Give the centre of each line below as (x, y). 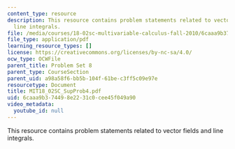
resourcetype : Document (42, 85)
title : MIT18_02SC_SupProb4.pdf (54, 91)
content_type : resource (42, 14)
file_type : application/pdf (48, 40)
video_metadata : (31, 104)
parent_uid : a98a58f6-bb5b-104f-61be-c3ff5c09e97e (83, 78)
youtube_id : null (39, 111)
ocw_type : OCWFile (34, 59)
